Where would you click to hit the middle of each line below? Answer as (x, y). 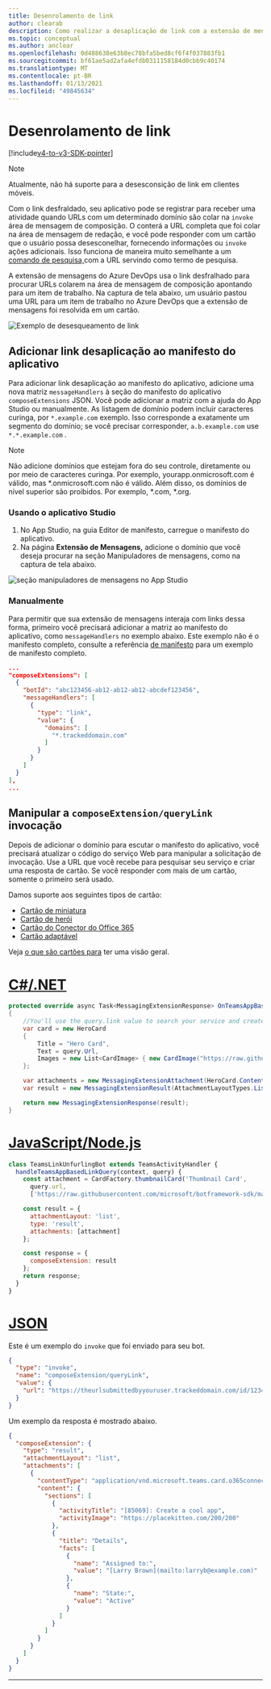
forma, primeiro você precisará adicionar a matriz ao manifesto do (118, 627)
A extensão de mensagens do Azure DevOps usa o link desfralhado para (129, 276)
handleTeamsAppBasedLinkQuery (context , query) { (99, 1171)
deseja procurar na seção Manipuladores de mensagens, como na (130, 556)
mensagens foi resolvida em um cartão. (74, 310)
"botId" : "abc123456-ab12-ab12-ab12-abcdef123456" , (111, 690)
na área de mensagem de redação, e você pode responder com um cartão (132, 234)
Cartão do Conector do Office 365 (77, 928)
